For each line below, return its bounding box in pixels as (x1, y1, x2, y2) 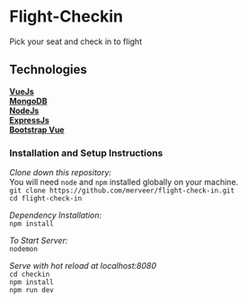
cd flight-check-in (9, 194, 83, 203)
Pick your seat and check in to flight (9, 36, 142, 47)
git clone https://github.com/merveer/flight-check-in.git (9, 186, 235, 195)
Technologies (9, 62, 88, 77)
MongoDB (9, 95, 48, 106)
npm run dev (9, 286, 54, 295)
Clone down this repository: (9, 167, 112, 178)
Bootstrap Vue (9, 124, 65, 135)
